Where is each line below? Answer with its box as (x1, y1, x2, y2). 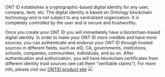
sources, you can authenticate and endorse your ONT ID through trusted (5, 40, 153, 46)
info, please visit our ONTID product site (5, 66, 87, 72)
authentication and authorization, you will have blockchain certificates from (5, 55, 158, 61)
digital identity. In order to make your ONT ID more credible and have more (5, 34, 157, 40)
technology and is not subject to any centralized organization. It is (5, 15, 139, 20)
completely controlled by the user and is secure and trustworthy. (5, 20, 137, 26)
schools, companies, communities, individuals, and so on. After (5, 50, 134, 56)
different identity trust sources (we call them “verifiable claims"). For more (5, 61, 156, 66)
